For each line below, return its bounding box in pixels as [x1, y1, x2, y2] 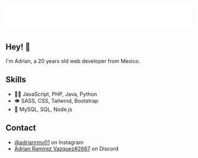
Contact [5, 123, 36, 133]
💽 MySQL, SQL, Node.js [14, 106, 73, 113]
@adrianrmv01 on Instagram [14, 138, 84, 146]
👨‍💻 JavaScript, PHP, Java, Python [14, 90, 98, 97]
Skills [5, 75, 26, 85]
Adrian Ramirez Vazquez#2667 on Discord [14, 145, 119, 152]
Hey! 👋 [5, 42, 31, 52]
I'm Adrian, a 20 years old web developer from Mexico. [5, 58, 140, 64]
